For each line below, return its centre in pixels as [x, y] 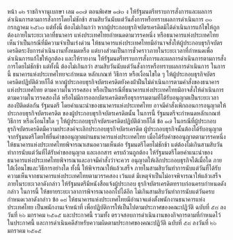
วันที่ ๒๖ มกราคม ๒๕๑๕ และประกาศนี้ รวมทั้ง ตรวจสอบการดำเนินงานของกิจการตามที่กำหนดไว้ [114, 215]
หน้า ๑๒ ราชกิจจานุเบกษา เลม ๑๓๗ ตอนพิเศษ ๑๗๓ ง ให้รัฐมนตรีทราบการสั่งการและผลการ [110, 11]
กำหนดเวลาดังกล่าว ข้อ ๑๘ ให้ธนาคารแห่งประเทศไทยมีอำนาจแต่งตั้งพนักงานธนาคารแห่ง [106, 199]
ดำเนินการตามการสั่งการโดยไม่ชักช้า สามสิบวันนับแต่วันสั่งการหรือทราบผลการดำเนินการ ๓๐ [110, 19]
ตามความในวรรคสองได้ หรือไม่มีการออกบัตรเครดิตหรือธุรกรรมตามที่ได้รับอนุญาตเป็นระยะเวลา [113, 97]
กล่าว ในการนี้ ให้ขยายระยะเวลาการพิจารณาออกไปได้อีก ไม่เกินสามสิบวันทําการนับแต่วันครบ [111, 191]
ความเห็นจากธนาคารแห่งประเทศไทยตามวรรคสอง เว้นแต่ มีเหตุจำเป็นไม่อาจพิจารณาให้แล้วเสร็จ [114, 176]
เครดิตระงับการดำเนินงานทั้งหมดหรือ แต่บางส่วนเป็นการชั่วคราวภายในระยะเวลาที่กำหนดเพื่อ [110, 50]
